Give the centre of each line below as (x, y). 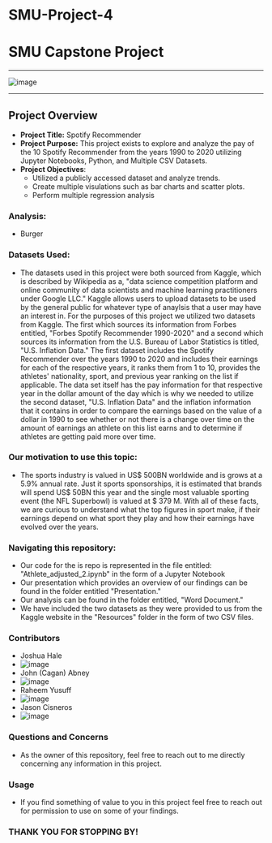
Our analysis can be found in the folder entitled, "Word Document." (132, 600)
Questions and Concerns (59, 738)
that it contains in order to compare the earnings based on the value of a (141, 411)
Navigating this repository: (62, 548)
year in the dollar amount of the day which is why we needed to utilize (137, 393)
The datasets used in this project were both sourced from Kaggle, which (140, 273)
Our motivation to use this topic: (73, 458)
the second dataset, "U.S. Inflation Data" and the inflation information (136, 402)
